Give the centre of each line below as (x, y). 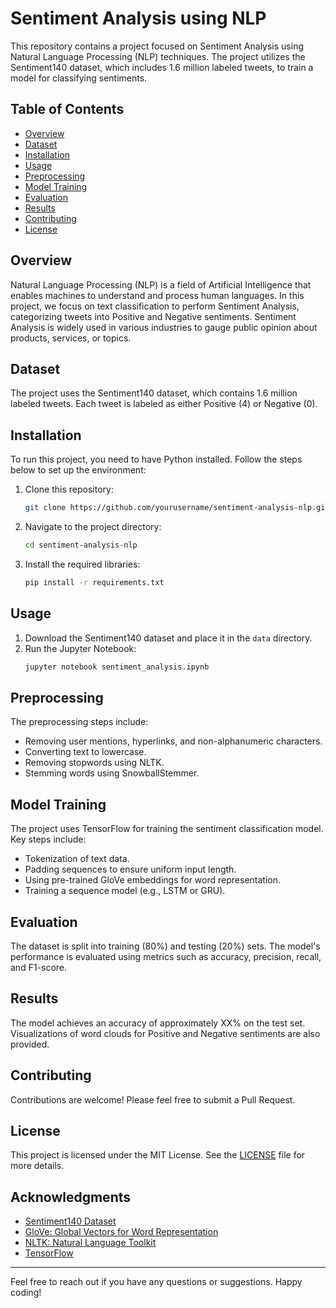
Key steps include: (48, 839)
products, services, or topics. (71, 338)
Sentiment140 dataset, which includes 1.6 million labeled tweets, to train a (162, 67)
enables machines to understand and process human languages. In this (157, 295)
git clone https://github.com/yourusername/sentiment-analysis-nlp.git (177, 508)
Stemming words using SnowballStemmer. (112, 773)
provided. (30, 1044)
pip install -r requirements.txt (94, 582)
